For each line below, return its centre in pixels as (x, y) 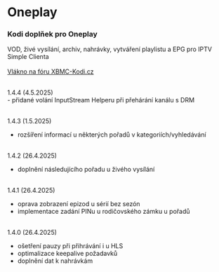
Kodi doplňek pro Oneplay (52, 34)
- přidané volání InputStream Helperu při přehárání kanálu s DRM (101, 100)
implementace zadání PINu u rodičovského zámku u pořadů (104, 212)
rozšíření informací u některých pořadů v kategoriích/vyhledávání (112, 135)
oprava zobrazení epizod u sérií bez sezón (79, 204)
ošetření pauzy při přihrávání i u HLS (70, 246)
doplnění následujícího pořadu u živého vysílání (86, 170)
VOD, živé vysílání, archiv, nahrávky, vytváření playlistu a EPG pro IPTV (110, 49)
